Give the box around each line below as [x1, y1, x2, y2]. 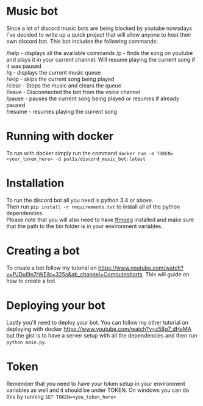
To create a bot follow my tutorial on [6, 264, 97, 271]
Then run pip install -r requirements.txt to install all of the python [6, 203, 180, 210]
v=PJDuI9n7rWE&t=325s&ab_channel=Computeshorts [6, 270, 143, 278]
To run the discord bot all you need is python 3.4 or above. [6, 196, 154, 204]
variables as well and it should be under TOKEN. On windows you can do [6, 386, 190, 394]
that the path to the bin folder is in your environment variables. [6, 222, 163, 230]
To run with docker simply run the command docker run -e [6, 149, 154, 157]
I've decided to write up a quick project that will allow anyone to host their [6, 31, 192, 38]
